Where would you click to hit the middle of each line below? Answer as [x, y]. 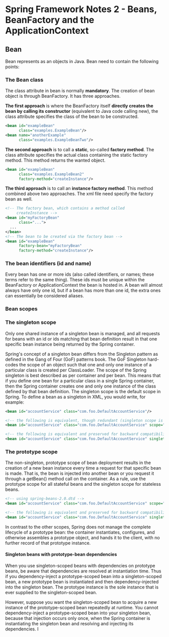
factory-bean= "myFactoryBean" [50, 246]
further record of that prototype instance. [48, 543]
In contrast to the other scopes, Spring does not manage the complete [78, 527]
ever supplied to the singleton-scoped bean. [51, 593]
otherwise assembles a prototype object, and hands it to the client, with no [82, 537]
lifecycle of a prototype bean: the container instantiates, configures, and [80, 532]
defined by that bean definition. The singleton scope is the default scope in [83, 391]
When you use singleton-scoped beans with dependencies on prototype [80, 566]
